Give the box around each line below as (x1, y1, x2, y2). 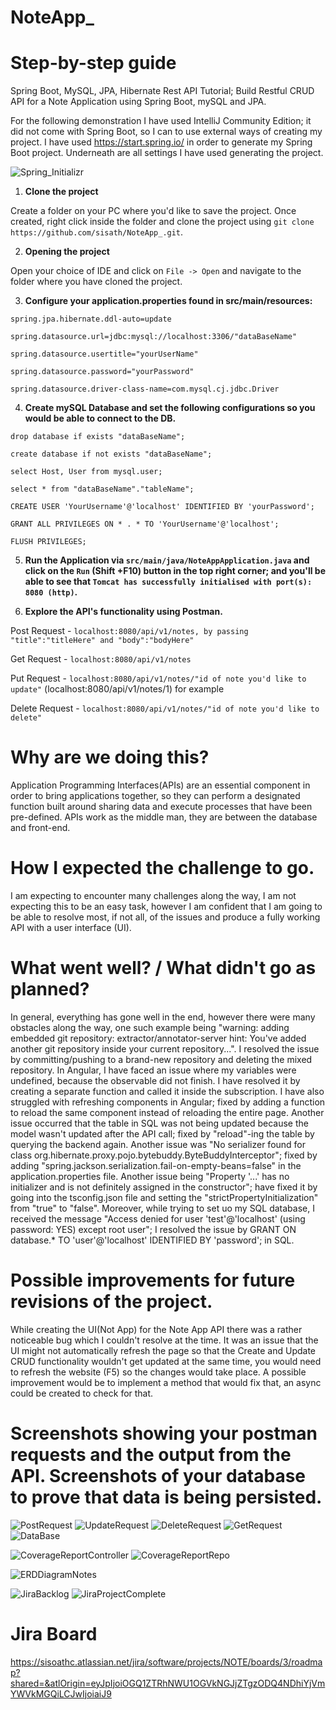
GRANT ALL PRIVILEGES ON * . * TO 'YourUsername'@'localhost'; (10, 519, 280, 530)
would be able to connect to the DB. (24, 412, 177, 425)
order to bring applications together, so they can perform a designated (10, 790, 301, 802)
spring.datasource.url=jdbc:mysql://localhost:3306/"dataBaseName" (10, 332, 298, 342)
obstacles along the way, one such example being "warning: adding (10, 1021, 290, 1033)
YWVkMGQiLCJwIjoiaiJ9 (10, 1687, 112, 1700)
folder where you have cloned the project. (10, 276, 183, 288)
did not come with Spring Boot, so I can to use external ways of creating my (10, 126, 323, 138)
